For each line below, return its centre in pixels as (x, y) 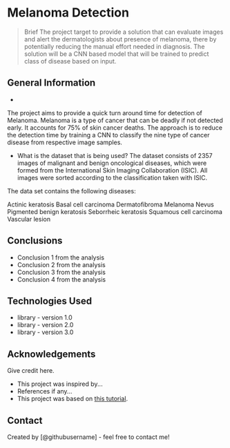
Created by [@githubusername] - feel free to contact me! (88, 437)
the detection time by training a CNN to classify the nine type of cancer (108, 135)
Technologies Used (49, 301)
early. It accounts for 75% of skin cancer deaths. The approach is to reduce (115, 127)
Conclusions (35, 241)
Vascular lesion (29, 219)
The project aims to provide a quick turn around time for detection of (105, 113)
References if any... (45, 391)
